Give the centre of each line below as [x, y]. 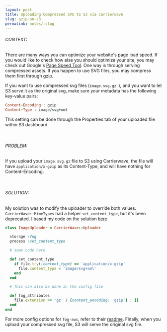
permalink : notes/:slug [30, 24]
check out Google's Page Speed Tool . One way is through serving [73, 66]
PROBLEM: [16, 146]
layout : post [19, 10]
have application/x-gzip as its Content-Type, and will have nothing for [78, 166]
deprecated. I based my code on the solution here [56, 219]
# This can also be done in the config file [56, 287]
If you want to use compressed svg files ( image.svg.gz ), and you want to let [83, 85]
